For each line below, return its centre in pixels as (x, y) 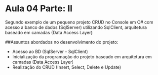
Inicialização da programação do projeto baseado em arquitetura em (82, 56)
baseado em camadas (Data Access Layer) (49, 32)
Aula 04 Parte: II (39, 9)
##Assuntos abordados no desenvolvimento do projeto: (62, 42)
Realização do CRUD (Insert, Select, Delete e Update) (67, 67)
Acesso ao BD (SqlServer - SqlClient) (50, 51)
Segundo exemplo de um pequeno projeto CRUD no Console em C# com (79, 22)
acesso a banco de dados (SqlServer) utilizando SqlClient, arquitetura (76, 27)
